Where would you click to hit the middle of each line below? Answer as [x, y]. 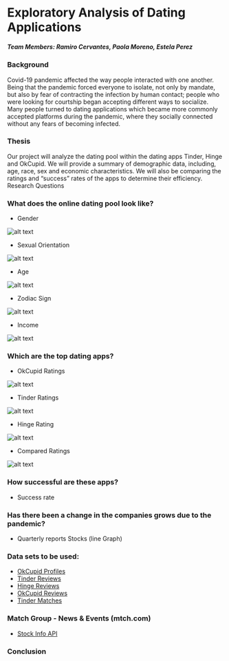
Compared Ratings [43, 451]
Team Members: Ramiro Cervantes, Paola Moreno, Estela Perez [100, 47]
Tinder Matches [40, 600]
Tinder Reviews [39, 578]
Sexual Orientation [43, 245]
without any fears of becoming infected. [64, 123]
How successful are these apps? [63, 482]
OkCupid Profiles [41, 572]
